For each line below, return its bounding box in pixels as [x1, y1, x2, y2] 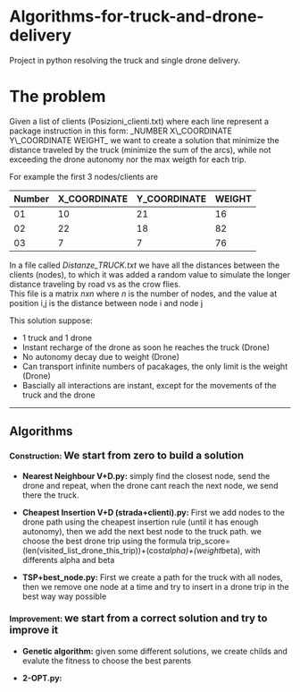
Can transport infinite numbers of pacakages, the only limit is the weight [21, 361, 288, 372]
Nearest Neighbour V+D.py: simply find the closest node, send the [21, 471, 271, 482]
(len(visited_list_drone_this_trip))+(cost [21, 545, 165, 556]
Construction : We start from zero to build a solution [9, 449, 244, 462]
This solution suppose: [9, 315, 93, 326]
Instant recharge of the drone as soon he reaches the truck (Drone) [21, 342, 271, 353]
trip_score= [188, 535, 230, 547]
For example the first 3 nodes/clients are [9, 171, 159, 182]
